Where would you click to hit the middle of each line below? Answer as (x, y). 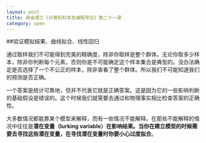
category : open (26, 23)
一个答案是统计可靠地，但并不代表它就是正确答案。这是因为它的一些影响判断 (103, 90)
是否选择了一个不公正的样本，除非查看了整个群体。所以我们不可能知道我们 (105, 70)
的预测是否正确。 (28, 78)
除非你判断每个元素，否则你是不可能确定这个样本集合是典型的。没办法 (105, 62)
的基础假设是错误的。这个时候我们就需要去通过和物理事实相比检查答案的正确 (103, 98)
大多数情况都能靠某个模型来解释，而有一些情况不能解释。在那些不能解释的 (100, 119)
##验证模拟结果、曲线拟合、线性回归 (53, 42)
